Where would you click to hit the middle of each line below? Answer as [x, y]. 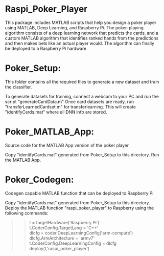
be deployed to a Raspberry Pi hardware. [47, 48]
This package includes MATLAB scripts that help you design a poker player [81, 22]
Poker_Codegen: [40, 180]
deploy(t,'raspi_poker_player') [59, 248]
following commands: [27, 213]
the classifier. [19, 87]
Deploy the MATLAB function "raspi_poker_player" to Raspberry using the [80, 208]
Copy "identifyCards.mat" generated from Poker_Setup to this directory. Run [82, 154]
